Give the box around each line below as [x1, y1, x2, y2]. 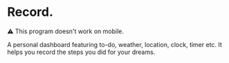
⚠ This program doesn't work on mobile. [7, 27, 125, 35]
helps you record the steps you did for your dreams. [7, 48, 156, 56]
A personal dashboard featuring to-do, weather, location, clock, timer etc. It [7, 40, 223, 48]
